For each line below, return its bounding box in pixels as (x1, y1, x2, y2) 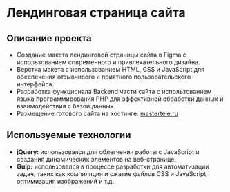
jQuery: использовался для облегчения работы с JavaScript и (16, 147, 200, 156)
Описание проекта (6, 32, 92, 44)
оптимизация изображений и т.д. (16, 177, 115, 185)
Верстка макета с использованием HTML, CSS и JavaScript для (16, 66, 205, 73)
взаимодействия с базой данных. (16, 102, 115, 110)
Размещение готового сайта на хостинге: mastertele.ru (16, 109, 179, 117)
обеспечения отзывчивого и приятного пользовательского (16, 73, 191, 81)
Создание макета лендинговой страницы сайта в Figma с (16, 50, 187, 59)
